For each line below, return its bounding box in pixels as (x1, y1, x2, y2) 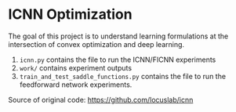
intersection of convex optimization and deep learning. (8, 39, 185, 49)
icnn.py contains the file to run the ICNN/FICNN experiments (19, 55, 216, 64)
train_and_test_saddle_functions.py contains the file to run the (19, 71, 226, 81)
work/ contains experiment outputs (19, 63, 132, 72)
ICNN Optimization (8, 5, 133, 23)
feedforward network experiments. (19, 80, 133, 89)
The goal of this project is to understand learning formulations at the (8, 31, 229, 41)
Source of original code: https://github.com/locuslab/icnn (8, 95, 194, 104)
